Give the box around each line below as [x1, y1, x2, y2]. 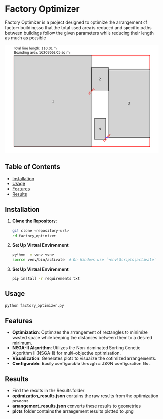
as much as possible [5, 35, 46, 41]
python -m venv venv [12, 252, 54, 257]
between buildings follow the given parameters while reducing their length [5, 30, 154, 36]
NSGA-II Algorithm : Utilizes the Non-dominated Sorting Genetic [12, 345, 141, 351]
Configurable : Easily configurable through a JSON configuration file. [12, 361, 150, 366]
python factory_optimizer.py [5, 303, 64, 308]
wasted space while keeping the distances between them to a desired [12, 335, 152, 341]
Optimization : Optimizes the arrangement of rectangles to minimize [12, 329, 148, 335]
